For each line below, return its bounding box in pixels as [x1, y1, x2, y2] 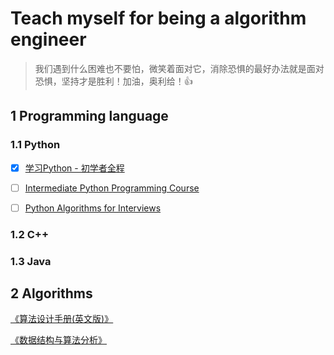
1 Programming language [10, 108, 169, 125]
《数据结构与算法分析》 [10, 334, 107, 346]
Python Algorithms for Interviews [24, 202, 162, 214]
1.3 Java [10, 254, 52, 268]
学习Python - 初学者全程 [24, 162, 125, 174]
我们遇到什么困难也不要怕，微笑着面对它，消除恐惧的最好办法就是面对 [34, 62, 325, 74]
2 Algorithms [10, 285, 93, 302]
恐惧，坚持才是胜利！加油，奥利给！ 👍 [34, 75, 193, 87]
